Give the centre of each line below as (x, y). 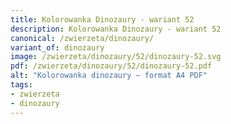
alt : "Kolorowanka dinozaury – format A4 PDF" (109, 76)
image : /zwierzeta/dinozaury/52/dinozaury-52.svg (116, 57)
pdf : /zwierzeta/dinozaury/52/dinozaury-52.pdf (111, 66)
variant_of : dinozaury (57, 47)
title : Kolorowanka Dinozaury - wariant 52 (102, 19)
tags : (21, 85)
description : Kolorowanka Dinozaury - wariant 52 (116, 29)
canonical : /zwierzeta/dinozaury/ (82, 38)
